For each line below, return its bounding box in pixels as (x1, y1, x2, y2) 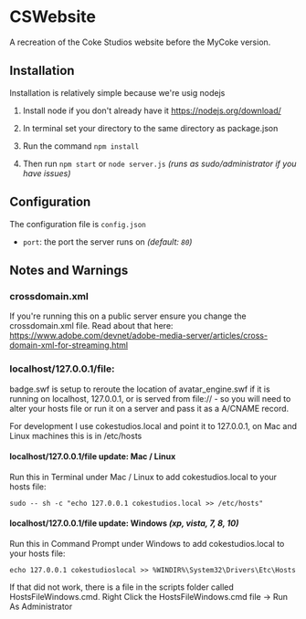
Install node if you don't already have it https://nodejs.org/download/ (22, 105, 281, 116)
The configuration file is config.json (9, 218, 146, 229)
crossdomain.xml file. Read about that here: (9, 320, 174, 331)
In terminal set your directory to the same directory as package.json (22, 122, 279, 133)
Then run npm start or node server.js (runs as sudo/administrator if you (22, 158, 297, 169)
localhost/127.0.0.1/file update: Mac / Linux (9, 451, 176, 462)
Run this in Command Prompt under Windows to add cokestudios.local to (9, 538, 285, 549)
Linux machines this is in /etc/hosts (9, 430, 142, 441)
